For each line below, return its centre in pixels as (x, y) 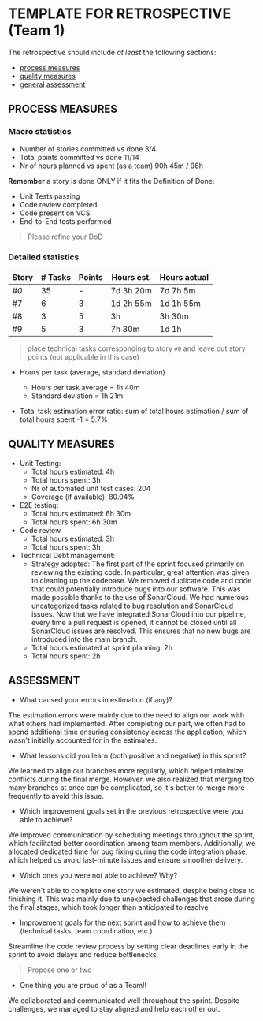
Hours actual (184, 277)
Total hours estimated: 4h (73, 471)
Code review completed (58, 204)
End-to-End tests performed (65, 221)
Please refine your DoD (65, 237)
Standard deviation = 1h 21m (77, 396)
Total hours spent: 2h (66, 656)
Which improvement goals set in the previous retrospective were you (131, 811)
